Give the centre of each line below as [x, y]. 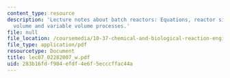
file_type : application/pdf [47, 45]
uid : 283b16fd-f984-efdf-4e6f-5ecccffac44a [70, 64]
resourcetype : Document [41, 52]
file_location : [29, 39]
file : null [23, 32]
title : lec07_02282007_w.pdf [49, 58]
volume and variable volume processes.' [72, 26]
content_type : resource [41, 13]
